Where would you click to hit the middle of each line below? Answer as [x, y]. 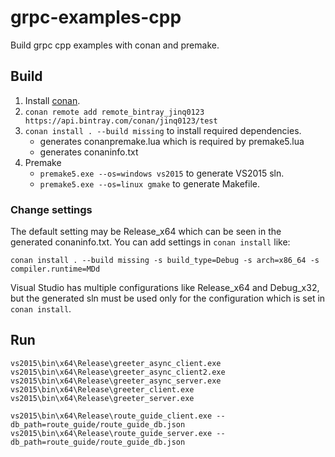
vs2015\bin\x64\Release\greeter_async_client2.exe [118, 372]
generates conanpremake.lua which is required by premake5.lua [172, 141]
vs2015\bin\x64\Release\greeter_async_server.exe [116, 381]
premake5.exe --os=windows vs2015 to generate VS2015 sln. [162, 173]
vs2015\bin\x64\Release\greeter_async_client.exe [116, 363]
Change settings [51, 209]
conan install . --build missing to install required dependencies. [163, 130]
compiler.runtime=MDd [55, 269]
